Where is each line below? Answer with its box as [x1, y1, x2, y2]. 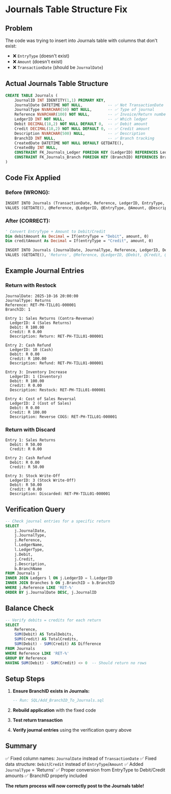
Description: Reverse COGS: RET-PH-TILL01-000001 [10, 414, 117, 419]
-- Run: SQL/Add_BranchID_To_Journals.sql [12, 698, 104, 703]
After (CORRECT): [5, 217, 50, 224]
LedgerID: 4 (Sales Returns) [10, 320, 72, 325]
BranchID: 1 [5, 307, 31, 312]
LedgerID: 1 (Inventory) [10, 374, 63, 379]
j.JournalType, [14, 533, 47, 538]
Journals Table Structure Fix [5, 4, 128, 15]
